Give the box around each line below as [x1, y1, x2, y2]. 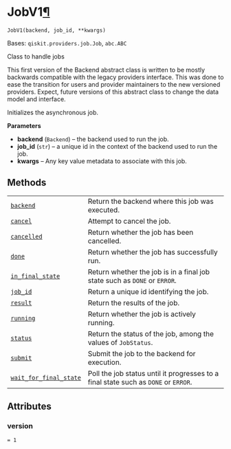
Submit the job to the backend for [87, 348, 196, 358]
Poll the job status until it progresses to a [87, 368, 219, 378]
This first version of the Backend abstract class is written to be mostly [7, 65, 205, 74]
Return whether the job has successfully [87, 247, 218, 257]
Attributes [7, 401, 52, 413]
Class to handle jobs [7, 52, 65, 61]
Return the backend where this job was [87, 196, 214, 206]
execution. [87, 357, 122, 367]
